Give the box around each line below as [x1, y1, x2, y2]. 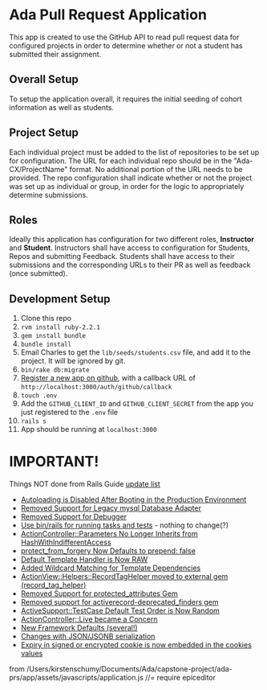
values [20, 649, 43, 659]
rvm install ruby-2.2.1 [20, 323, 101, 331]
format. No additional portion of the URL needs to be [69, 164, 243, 174]
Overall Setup [9, 72, 79, 86]
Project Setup [9, 126, 79, 140]
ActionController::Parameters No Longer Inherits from [20, 529, 199, 539]
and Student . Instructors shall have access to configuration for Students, [9, 243, 250, 253]
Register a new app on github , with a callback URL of [20, 373, 196, 383]
